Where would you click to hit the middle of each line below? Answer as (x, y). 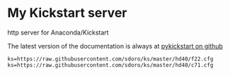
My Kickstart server (67, 13)
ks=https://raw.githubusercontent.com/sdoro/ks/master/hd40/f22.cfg (110, 59)
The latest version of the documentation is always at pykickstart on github (115, 46)
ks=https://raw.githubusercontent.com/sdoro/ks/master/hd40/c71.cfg (110, 65)
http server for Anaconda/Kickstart (58, 32)
